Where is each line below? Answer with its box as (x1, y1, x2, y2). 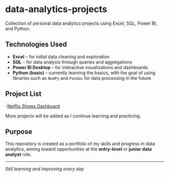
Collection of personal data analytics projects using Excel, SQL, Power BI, (5, 20, 157, 26)
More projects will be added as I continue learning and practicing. (5, 112, 141, 119)
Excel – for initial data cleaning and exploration (12, 53, 110, 60)
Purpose (5, 127, 33, 136)
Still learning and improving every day (5, 166, 84, 172)
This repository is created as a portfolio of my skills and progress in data (5, 141, 155, 147)
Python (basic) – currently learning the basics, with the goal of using (12, 70, 156, 76)
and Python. (5, 25, 31, 31)
